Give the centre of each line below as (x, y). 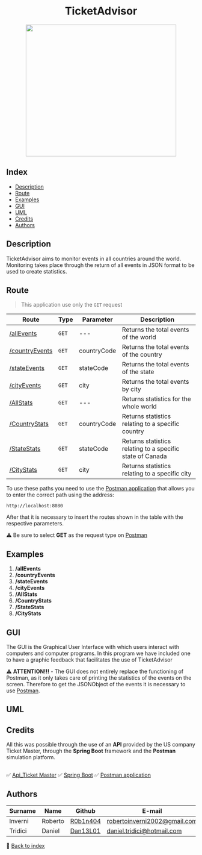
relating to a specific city (157, 474)
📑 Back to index (26, 846)
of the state (138, 372)
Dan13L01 (85, 831)
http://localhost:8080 (35, 506)
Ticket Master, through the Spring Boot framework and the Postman (91, 751)
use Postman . (23, 691)
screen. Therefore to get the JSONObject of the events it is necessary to (96, 684)
